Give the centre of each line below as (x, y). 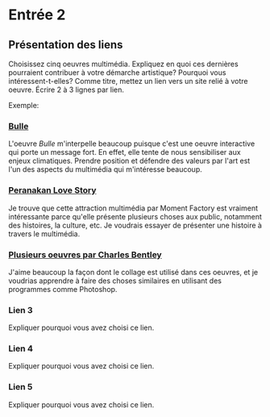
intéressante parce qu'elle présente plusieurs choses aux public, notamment (135, 216)
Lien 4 (21, 348)
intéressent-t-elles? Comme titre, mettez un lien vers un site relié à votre (128, 81)
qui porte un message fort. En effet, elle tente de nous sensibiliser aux (125, 152)
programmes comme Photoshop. (63, 289)
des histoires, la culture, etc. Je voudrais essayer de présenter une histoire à (135, 225)
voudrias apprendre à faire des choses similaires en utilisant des (115, 281)
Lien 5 (21, 387)
